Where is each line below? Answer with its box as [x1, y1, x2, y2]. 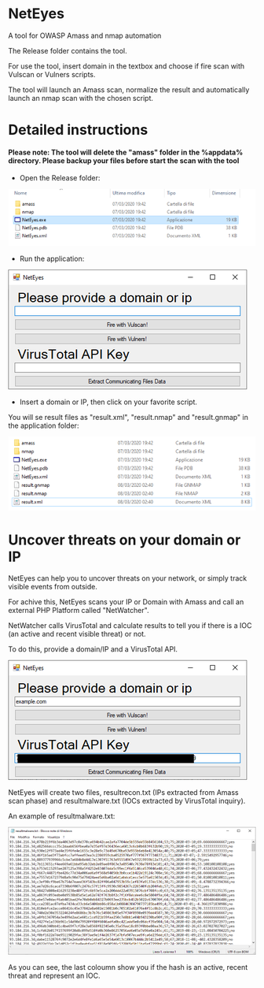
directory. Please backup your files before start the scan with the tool [8, 155, 240, 165]
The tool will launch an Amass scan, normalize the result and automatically [8, 84, 250, 95]
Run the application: [19, 254, 85, 264]
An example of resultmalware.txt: [8, 812, 115, 821]
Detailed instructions [8, 121, 148, 139]
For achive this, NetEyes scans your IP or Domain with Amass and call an [8, 597, 244, 607]
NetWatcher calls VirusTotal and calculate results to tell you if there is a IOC [8, 621, 252, 630]
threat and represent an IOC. [8, 971, 101, 980]
